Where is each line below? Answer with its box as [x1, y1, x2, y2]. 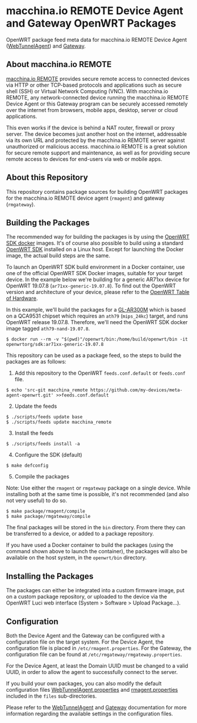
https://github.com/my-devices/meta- [90, 387, 183, 393]
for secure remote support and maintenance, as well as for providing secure [6, 149, 191, 156]
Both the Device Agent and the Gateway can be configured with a [6, 632, 165, 639]
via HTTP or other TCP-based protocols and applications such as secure [6, 81, 182, 88]
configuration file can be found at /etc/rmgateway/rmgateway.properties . [6, 651, 182, 658]
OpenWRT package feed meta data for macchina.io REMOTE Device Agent [6, 36, 187, 43]
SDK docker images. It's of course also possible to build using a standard [6, 240, 183, 247]
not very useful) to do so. [6, 497, 68, 504]
